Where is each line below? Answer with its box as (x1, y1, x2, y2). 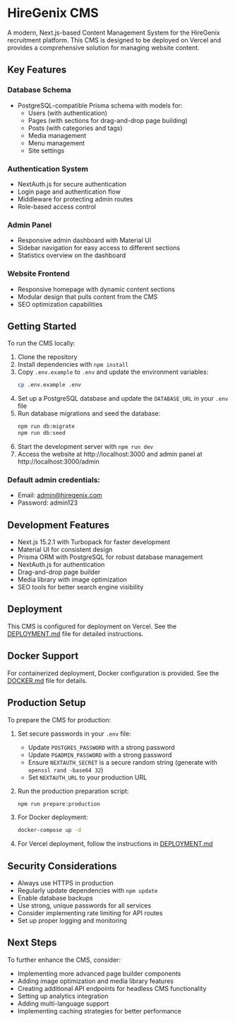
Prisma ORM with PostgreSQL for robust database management (17, 553, 203, 561)
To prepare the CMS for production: (7, 715, 112, 724)
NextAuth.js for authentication (17, 560, 105, 569)
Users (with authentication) (28, 108, 108, 117)
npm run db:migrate (17, 423, 76, 430)
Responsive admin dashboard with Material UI (17, 236, 152, 245)
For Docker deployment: (17, 813, 88, 821)
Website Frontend (7, 269, 71, 278)
